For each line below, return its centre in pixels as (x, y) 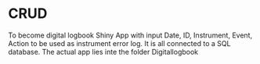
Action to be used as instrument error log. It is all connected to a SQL (119, 43)
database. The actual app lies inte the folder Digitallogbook (103, 52)
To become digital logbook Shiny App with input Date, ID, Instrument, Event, (130, 35)
